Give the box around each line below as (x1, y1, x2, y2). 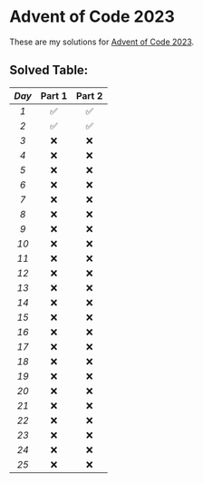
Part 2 (75, 89, 103, 101)
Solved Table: (9, 63, 89, 78)
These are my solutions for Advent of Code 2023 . (9, 36, 195, 47)
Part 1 (40, 89, 68, 101)
